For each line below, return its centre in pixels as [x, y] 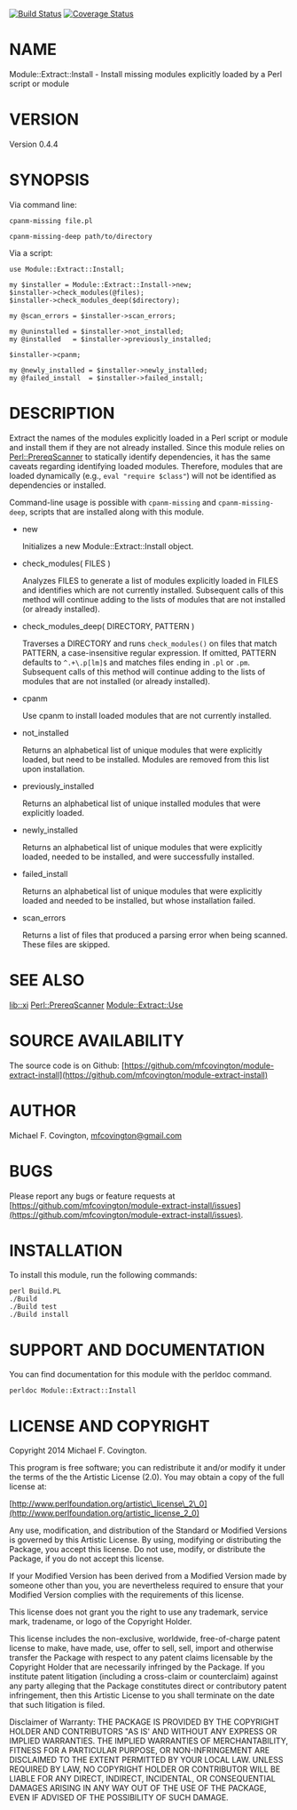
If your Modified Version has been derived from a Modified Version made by [148, 1576]
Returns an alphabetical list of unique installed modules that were [141, 803]
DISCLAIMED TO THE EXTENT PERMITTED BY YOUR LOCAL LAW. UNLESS [146, 1760]
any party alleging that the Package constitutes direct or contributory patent [148, 1686]
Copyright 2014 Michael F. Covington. [78, 1451]
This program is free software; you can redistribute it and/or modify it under [148, 1468]
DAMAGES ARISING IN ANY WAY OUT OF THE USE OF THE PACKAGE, [138, 1788]
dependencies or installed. [58, 485]
